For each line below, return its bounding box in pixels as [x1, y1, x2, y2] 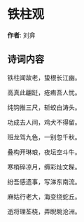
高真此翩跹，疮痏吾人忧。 [7, 88, 81, 97]
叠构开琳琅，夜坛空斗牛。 [7, 148, 81, 156]
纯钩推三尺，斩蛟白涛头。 [7, 103, 81, 111]
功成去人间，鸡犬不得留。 [7, 118, 81, 126]
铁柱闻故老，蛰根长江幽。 [7, 73, 81, 81]
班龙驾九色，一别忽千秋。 [7, 132, 81, 141]
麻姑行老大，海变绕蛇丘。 [7, 192, 81, 200]
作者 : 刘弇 [7, 31, 36, 39]
